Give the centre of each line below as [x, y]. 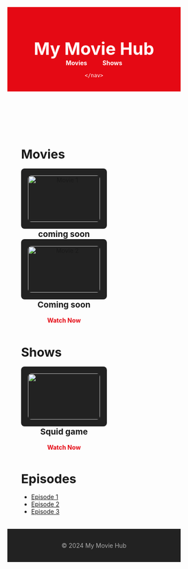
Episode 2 [45, 504]
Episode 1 [45, 497]
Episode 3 [45, 511]
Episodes [49, 478]
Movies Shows [94, 63]
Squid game [64, 431]
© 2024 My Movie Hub [94, 545]
